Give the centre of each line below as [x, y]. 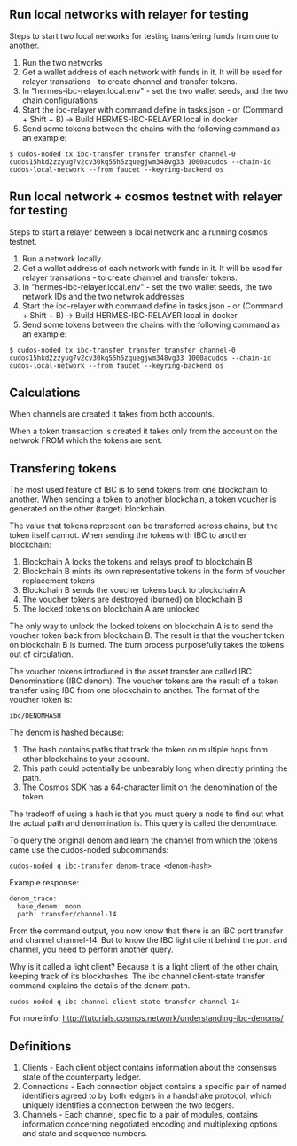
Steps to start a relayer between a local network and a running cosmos [138, 232]
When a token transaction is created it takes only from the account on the [143, 431]
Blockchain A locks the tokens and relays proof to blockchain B [137, 562]
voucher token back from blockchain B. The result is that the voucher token [147, 635]
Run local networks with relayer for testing [129, 15]
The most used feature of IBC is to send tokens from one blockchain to [138, 490]
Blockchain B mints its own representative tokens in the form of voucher [153, 572]
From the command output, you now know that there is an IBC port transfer [146, 931]
